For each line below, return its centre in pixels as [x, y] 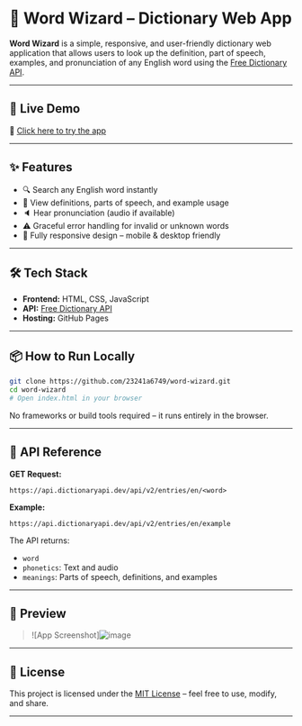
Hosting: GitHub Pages [66, 318]
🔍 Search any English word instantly [90, 189]
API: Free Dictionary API [67, 309]
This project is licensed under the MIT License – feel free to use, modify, [143, 694]
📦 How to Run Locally [72, 356]
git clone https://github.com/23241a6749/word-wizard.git [120, 382]
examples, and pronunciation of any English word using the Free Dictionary [148, 62]
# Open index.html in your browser [76, 398]
